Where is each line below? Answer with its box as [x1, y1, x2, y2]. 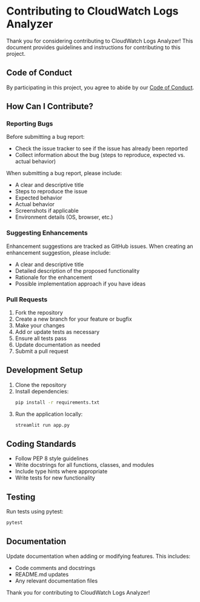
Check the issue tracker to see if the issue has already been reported [15, 145, 188, 152]
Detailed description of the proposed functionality [15, 267, 140, 274]
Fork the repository [15, 309, 64, 316]
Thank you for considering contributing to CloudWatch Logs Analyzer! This [6, 37, 193, 44]
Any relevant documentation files [15, 577, 98, 584]
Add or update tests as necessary [15, 329, 100, 336]
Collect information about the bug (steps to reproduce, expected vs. [15, 152, 185, 159]
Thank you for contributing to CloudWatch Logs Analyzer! [6, 589, 150, 596]
